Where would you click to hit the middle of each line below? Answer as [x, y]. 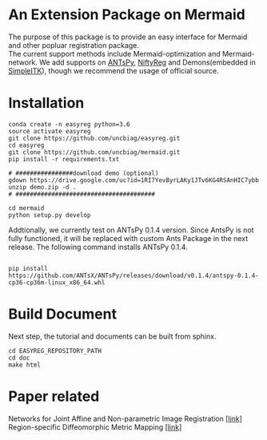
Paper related [54, 396]
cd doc [19, 358]
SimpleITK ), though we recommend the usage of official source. [114, 70]
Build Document [63, 314]
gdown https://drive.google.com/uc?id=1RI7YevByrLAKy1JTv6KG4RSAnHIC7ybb [134, 180]
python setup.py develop [50, 215]
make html [25, 365]
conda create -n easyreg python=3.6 [69, 124]
